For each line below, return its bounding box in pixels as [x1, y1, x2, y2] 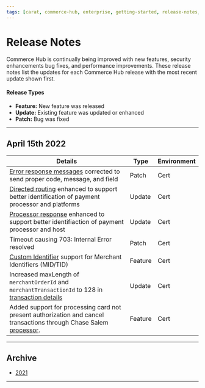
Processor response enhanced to [9, 210, 105, 218]
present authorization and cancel [9, 311, 104, 319]
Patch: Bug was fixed [15, 115, 70, 123]
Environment [157, 157, 196, 165]
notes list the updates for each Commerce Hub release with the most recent [6, 68, 197, 76]
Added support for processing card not [9, 303, 121, 311]
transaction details [9, 293, 63, 301]
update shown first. [6, 74, 56, 82]
